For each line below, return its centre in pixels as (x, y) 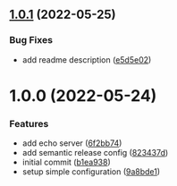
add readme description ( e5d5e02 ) (87, 59)
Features (29, 123)
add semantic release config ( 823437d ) (95, 153)
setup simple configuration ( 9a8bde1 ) (91, 172)
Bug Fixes (31, 40)
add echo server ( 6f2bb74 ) (72, 143)
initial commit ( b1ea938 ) (67, 162)
